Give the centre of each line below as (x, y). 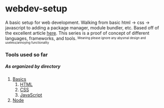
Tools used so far (26, 54)
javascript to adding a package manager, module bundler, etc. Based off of (82, 27)
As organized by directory (33, 66)
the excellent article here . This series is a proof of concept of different (77, 33)
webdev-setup (36, 9)
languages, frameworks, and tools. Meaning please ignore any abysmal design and (75, 38)
